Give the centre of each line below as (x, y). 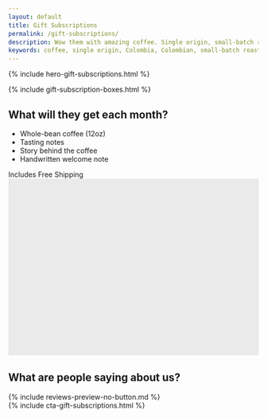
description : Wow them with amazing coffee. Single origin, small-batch (131, 42)
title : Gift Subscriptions (53, 25)
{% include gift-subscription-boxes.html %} (79, 90)
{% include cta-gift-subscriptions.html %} (77, 405)
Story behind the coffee (58, 150)
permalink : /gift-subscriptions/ (64, 33)
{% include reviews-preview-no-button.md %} (84, 397)
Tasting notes (42, 142)
